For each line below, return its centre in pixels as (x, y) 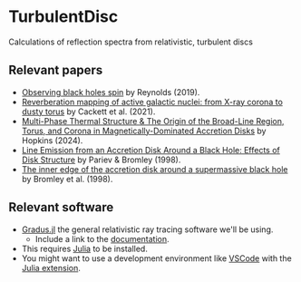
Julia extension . (51, 267)
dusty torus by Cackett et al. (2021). (88, 112)
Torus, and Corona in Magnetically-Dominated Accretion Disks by (144, 131)
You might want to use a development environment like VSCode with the (156, 258)
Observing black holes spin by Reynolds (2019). (111, 92)
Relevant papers (56, 70)
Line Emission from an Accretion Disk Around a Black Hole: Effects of (150, 150)
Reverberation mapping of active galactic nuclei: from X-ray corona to (152, 102)
